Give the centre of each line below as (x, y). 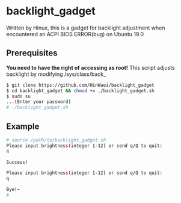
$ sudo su (19, 96)
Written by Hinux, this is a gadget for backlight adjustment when (86, 28)
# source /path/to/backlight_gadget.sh (56, 140)
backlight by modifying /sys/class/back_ (56, 74)
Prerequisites (32, 53)
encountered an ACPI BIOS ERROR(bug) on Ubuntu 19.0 (75, 34)
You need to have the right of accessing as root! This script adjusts (91, 67)
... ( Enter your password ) (38, 102)
